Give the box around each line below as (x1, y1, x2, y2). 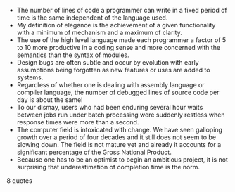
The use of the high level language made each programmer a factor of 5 (16, 36, 227, 44)
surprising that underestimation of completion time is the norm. (16, 163, 201, 171)
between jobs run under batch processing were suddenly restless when (16, 110, 225, 119)
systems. (16, 73, 44, 82)
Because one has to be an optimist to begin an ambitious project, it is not (16, 155, 228, 164)
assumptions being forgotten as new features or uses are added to (16, 66, 210, 74)
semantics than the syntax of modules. (16, 51, 129, 59)
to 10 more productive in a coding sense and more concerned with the (16, 44, 221, 51)
